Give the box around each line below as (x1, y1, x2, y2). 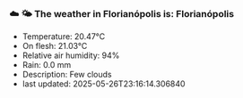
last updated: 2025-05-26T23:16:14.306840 (22, 78, 186, 89)
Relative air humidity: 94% (22, 50, 120, 61)
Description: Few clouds (22, 69, 112, 80)
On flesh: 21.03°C (22, 41, 88, 52)
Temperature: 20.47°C (22, 31, 106, 42)
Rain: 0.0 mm (22, 60, 72, 70)
